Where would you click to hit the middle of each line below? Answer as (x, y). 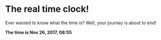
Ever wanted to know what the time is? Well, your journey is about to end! (81, 23)
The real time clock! (47, 9)
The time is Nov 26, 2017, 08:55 (38, 32)
